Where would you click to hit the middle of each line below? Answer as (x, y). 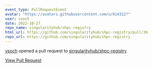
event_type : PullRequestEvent (36, 10)
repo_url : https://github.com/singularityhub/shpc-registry (68, 37)
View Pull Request (23, 60)
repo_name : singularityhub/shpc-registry (48, 28)
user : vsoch (17, 19)
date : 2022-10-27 (23, 23)
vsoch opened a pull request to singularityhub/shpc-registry (66, 51)
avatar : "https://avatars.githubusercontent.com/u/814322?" (68, 14)
